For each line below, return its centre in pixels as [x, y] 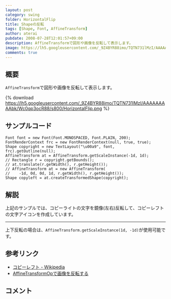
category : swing [22, 15]
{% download [20, 98]
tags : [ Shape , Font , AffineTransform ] [46, 29]
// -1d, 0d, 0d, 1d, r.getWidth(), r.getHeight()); [65, 173]
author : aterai [21, 34]
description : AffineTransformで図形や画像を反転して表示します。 [69, 43]
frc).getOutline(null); [31, 151]
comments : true [21, 52]
